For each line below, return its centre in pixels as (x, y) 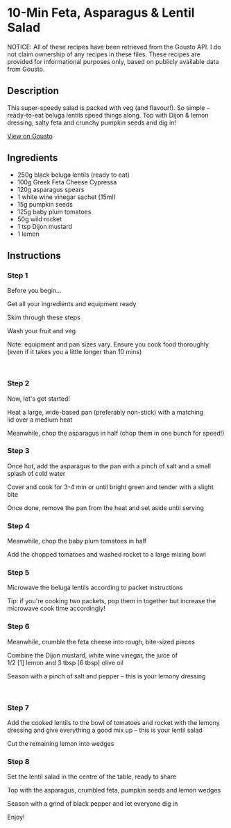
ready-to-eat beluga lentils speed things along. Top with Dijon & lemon (108, 115)
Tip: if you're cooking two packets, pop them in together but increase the (112, 601)
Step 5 (18, 573)
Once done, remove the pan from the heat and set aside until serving (106, 508)
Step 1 (18, 275)
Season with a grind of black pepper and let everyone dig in (93, 804)
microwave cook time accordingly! (56, 608)
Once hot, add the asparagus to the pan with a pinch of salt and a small (109, 466)
